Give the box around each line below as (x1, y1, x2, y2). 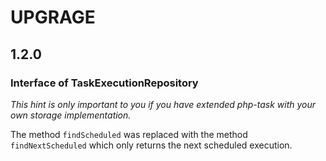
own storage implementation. (10, 109, 132, 121)
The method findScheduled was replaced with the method (10, 128, 248, 140)
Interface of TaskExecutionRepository (10, 76, 199, 90)
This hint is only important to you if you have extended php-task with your (10, 98, 317, 110)
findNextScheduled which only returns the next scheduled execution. (10, 139, 293, 151)
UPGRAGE (10, 6, 96, 29)
